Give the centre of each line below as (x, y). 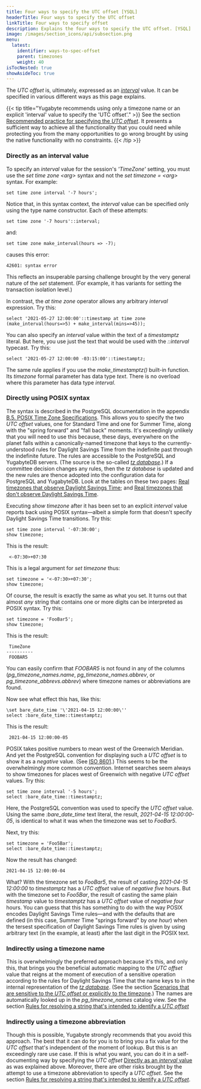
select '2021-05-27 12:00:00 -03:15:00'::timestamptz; (76, 359)
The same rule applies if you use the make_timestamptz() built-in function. (98, 369)
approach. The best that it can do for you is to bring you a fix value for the (97, 1041)
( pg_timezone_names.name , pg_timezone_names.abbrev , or (81, 675)
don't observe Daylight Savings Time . (52, 494)
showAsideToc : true (31, 73)
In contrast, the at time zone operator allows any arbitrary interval (87, 301)
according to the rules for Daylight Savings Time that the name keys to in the (100, 981)
